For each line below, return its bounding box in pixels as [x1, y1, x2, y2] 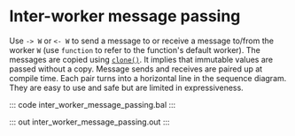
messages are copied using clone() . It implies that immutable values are [9, 54, 273, 64]
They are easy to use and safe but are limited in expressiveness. [9, 82, 244, 93]
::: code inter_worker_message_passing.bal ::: [9, 99, 176, 110]
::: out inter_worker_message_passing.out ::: [9, 117, 170, 127]
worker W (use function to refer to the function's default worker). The [9, 44, 261, 55]
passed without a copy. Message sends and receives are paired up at [9, 64, 263, 74]
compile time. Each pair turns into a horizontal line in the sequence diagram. [9, 72, 287, 83]
